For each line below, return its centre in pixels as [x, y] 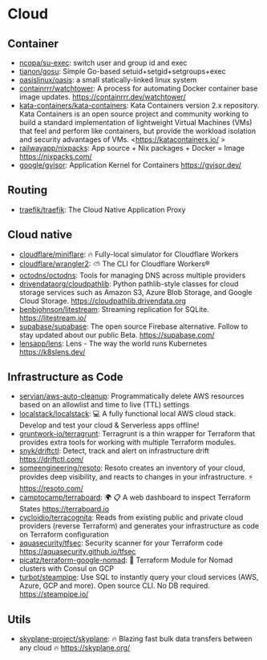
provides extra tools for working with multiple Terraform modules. [127, 443]
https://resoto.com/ [51, 488]
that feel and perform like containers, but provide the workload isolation [138, 131]
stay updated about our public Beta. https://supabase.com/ [117, 334]
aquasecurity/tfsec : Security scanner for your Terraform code [121, 543]
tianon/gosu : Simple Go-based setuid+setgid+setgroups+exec [122, 71]
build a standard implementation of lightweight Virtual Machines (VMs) [136, 122]
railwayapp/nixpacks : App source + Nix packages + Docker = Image [132, 148]
